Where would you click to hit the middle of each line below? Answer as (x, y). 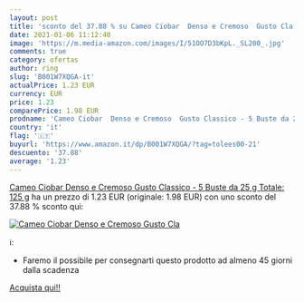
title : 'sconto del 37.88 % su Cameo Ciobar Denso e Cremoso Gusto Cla (152, 26)
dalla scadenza (51, 269)
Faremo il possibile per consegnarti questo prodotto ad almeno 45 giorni (157, 260)
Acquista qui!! (35, 287)
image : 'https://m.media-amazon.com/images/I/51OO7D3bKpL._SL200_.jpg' (147, 43)
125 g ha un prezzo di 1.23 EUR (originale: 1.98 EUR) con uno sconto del (143, 197)
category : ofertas (44, 60)
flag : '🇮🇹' (32, 136)
